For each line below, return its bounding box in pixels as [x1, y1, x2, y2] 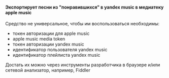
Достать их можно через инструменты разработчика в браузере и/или [5, 62, 160, 68]
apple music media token [12, 36, 65, 42]
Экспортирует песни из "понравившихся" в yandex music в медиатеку [5, 4, 164, 10]
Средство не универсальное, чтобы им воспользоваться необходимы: [5, 21, 160, 27]
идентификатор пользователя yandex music [12, 47, 108, 53]
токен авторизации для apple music [12, 30, 90, 36]
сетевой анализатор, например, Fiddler [5, 67, 90, 73]
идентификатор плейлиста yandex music [12, 52, 100, 58]
